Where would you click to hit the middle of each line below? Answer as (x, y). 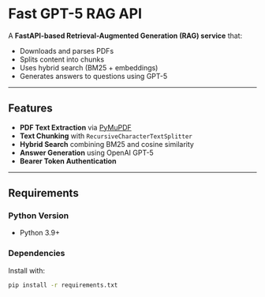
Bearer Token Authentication (68, 161)
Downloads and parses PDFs (67, 51)
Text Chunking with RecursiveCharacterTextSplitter (106, 136)
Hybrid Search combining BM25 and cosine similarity (107, 144)
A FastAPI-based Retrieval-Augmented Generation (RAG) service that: (125, 36)
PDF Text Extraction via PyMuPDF (75, 127)
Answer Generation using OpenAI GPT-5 (86, 152)
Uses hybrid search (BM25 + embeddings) (89, 67)
